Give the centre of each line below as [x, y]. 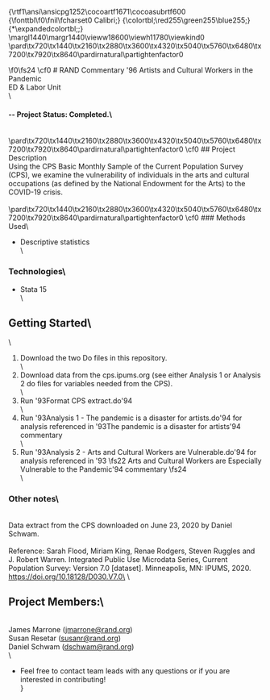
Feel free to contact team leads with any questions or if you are [125, 671]
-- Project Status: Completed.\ [60, 114]
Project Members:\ [56, 602]
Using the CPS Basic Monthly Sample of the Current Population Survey [126, 167]
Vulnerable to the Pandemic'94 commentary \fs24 [103, 469]
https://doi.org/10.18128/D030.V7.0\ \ [69, 577]
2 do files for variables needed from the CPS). [96, 384]
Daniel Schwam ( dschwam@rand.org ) [71, 647]
